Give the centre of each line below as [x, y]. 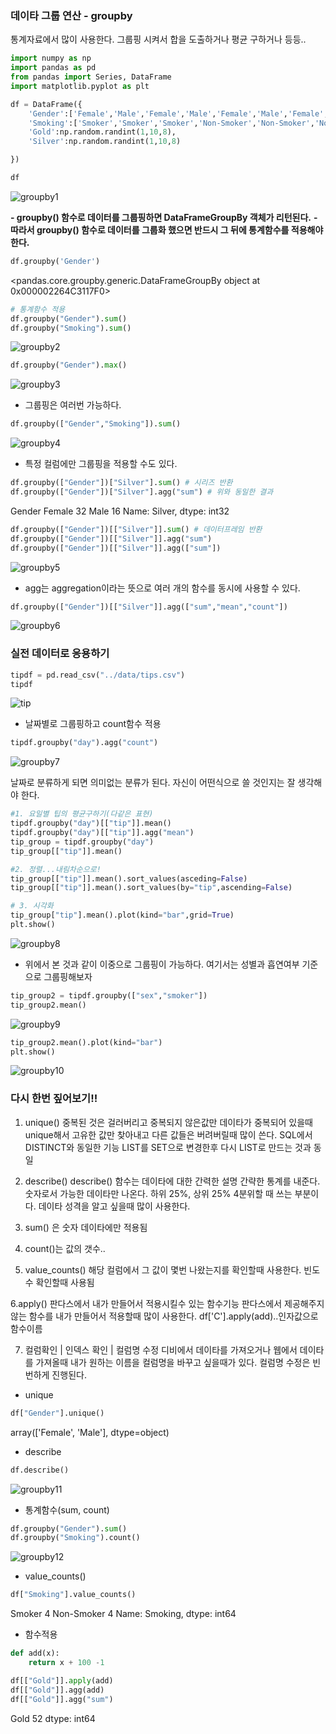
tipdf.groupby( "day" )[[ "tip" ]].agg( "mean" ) [102, 833]
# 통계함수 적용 [38, 309]
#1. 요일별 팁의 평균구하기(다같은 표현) [82, 814]
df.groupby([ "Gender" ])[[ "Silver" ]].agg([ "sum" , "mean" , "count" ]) [149, 607]
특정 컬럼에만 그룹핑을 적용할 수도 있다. [101, 464]
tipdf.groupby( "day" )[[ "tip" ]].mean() [91, 823]
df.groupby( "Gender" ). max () [69, 365]
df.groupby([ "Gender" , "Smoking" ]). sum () [96, 424]
